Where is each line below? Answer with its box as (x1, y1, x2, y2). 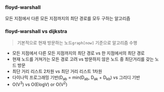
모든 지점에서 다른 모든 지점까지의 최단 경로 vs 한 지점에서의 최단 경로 (12, 50, 145, 56)
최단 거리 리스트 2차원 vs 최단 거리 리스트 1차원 (12, 68, 102, 74)
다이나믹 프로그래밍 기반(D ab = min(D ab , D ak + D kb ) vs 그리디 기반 (12, 74, 141, 81)
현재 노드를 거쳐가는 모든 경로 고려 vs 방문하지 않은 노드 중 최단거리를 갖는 (12, 56, 154, 62)
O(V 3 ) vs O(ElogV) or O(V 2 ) (12, 81, 68, 88)
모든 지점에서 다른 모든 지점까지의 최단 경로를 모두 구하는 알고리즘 (5, 16, 131, 21)
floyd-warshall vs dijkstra (5, 28, 68, 35)
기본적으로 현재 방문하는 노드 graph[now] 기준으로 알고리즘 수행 (17, 39, 138, 45)
